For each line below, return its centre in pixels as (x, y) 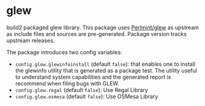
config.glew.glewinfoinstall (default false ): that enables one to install (105, 64)
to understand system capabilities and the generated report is (93, 77)
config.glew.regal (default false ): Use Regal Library (82, 90)
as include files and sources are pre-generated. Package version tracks (96, 34)
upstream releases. (31, 40)
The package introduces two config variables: (64, 52)
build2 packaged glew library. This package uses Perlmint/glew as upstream (102, 27)
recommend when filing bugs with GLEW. (67, 83)
